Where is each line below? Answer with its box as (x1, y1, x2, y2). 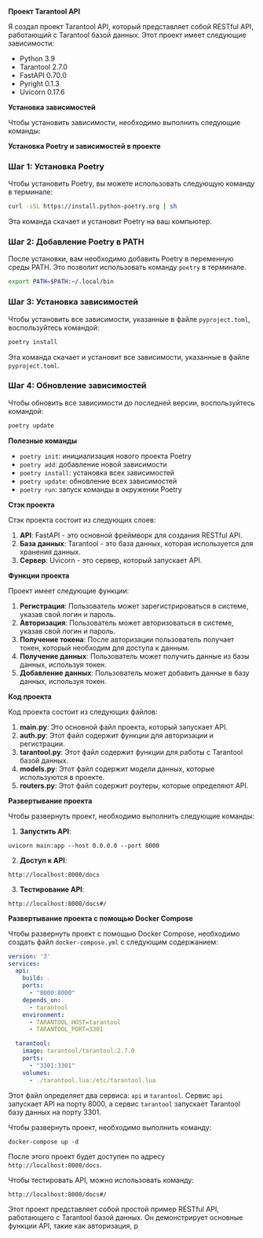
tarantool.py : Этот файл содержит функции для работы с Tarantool (19, 747, 243, 756)
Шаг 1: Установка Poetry (8, 161, 104, 172)
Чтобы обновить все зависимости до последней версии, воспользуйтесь (8, 397, 255, 408)
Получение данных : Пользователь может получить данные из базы (19, 651, 250, 660)
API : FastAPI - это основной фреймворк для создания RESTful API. (19, 530, 243, 540)
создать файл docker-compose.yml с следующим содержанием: (8, 937, 218, 947)
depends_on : (22, 996, 61, 1004)
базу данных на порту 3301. (8, 1107, 102, 1117)
